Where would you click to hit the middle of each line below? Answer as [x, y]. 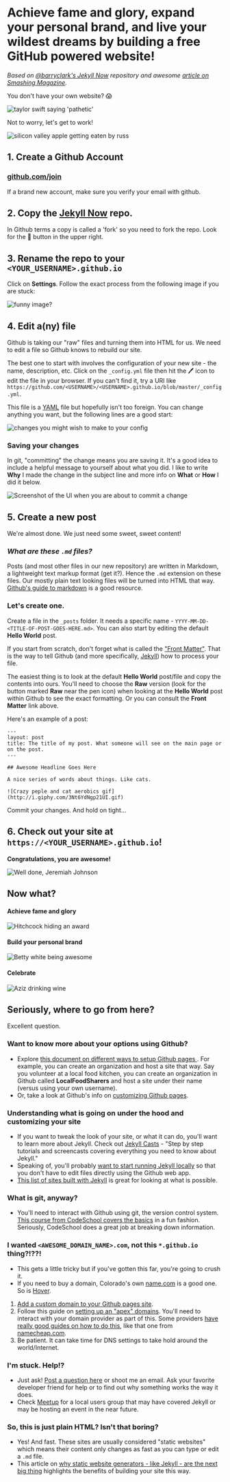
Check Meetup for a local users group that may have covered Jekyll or [116, 1402]
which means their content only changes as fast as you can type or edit [118, 1449]
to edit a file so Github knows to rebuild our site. [75, 350]
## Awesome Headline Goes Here [52, 767]
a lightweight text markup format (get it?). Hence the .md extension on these [114, 573]
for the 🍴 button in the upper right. [55, 237]
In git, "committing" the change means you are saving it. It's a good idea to [112, 460]
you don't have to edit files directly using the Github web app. [104, 1172]
